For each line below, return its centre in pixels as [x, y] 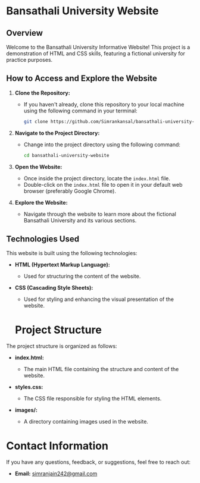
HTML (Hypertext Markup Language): [62, 265]
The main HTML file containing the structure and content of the [101, 369]
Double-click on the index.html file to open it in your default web [103, 184]
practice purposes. [29, 60]
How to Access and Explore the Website [82, 79]
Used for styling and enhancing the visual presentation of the [99, 299]
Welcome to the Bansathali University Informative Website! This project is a [98, 47]
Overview [25, 33]
